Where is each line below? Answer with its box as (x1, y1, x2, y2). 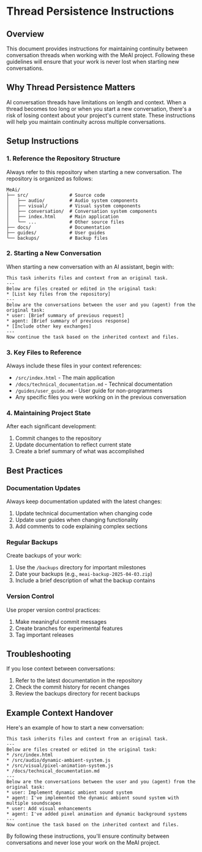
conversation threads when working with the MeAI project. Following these (6, 52, 195, 59)
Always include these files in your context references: (6, 362, 142, 369)
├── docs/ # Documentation (6, 224, 111, 231)
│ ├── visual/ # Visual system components (6, 202, 141, 209)
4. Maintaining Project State (6, 409, 91, 418)
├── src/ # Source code (6, 192, 105, 198)
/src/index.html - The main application (15, 374, 115, 382)
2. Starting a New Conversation (6, 249, 102, 258)
